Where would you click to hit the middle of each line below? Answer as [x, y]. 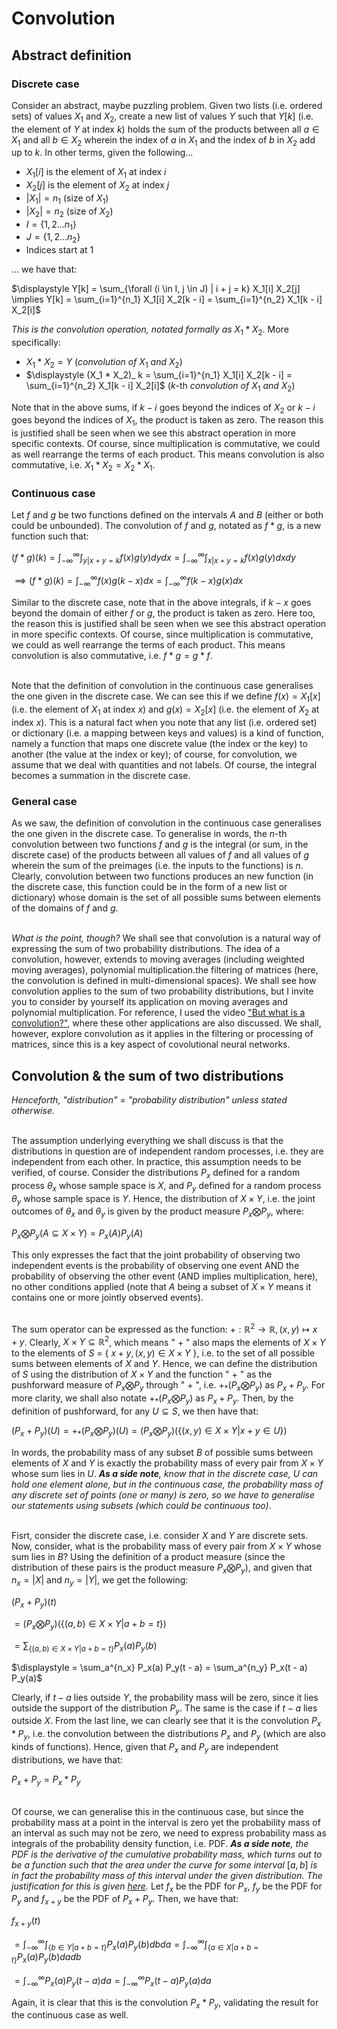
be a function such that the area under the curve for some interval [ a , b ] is [164, 1864]
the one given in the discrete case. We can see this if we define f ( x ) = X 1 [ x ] [166, 697]
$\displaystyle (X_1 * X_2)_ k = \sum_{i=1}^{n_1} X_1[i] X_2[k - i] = [159, 374]
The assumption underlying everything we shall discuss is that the [147, 1140]
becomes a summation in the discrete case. [101, 775]
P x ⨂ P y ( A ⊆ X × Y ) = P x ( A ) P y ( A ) [77, 1234]
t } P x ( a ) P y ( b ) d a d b [46, 1958]
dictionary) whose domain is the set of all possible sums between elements [166, 898]
